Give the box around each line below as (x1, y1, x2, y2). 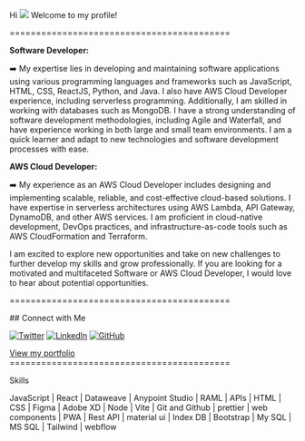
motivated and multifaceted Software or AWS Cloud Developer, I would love (9, 268, 292, 279)
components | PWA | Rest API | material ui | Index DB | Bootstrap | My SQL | (9, 412, 292, 422)
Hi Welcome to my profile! (9, 10, 118, 20)
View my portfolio (9, 348, 75, 358)
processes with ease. (9, 143, 89, 154)
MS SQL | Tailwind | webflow (9, 422, 117, 432)
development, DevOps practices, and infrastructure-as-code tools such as (9, 221, 288, 231)
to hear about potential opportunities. (9, 278, 149, 288)
